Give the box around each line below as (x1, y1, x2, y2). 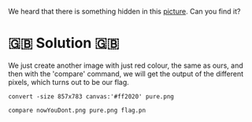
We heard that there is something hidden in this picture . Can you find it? (8, 7, 241, 16)
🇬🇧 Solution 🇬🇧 (8, 35, 120, 52)
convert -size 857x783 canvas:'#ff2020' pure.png (8, 92, 175, 101)
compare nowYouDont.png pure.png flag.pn (8, 106, 146, 114)
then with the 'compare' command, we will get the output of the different (8, 68, 244, 78)
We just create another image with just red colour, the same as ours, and (8, 61, 243, 70)
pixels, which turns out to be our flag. (8, 77, 130, 87)
